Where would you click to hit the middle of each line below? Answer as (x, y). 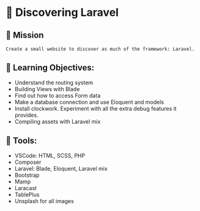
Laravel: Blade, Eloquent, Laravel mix (61, 168)
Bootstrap (27, 175)
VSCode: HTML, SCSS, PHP (50, 155)
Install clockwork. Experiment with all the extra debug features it (95, 108)
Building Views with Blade (47, 89)
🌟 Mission (25, 35)
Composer (28, 162)
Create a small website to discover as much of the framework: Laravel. (100, 49)
